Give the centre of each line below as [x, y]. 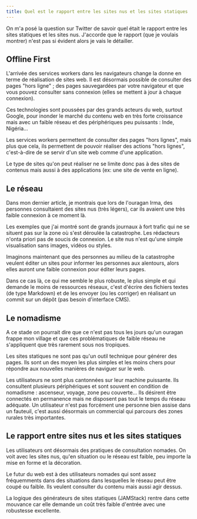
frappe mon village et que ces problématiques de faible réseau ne [86, 338]
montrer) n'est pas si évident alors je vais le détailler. [70, 41]
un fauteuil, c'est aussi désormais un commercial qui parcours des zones [95, 411]
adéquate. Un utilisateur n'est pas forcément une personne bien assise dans [98, 405]
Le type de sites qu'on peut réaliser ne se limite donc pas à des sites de [93, 164]
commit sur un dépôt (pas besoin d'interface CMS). [68, 300]
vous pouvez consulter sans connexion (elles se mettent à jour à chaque [94, 92]
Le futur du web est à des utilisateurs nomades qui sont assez [81, 474]
